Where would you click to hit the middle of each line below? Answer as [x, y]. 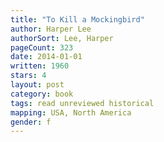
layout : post [37, 85]
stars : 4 [28, 76]
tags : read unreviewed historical [82, 103]
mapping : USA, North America [71, 112]
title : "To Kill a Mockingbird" [77, 19]
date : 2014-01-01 [46, 57]
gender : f [31, 122]
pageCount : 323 [42, 47]
